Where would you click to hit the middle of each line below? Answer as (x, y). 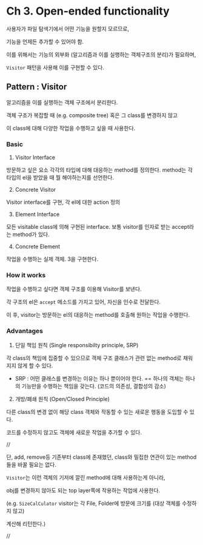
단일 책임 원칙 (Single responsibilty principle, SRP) (77, 345)
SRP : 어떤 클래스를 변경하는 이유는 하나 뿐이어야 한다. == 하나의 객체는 (99, 378)
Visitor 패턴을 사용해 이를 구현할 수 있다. (55, 67)
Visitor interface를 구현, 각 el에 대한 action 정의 (63, 202)
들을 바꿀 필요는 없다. (31, 464)
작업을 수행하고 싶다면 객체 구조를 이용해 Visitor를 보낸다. (74, 289)
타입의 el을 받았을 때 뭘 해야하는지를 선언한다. (60, 178)
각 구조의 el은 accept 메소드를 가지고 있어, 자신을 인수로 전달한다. (84, 302)
